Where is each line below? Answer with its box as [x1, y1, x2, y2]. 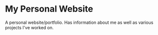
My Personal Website [5, 3, 94, 15]
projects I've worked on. [5, 24, 54, 30]
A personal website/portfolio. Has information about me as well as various [5, 19, 154, 25]
